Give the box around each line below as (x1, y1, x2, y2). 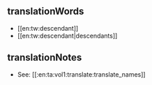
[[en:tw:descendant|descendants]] (17, 31, 118, 40)
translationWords (7, 6, 84, 17)
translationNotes (7, 52, 82, 63)
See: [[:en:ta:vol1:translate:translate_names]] (17, 70, 146, 79)
